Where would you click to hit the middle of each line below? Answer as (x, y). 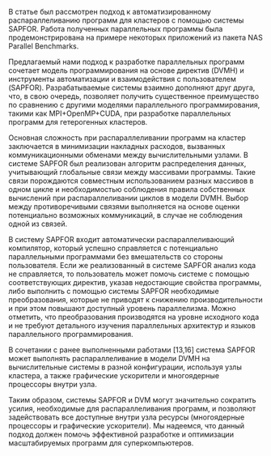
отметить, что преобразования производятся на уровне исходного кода (134, 317)
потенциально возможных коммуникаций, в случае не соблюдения (125, 215)
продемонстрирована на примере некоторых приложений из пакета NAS (135, 37)
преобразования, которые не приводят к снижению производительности (135, 300)
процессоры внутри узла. (53, 384)
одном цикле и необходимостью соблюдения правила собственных (127, 189)
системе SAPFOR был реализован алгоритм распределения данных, (127, 164)
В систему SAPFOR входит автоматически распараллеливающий (121, 239)
